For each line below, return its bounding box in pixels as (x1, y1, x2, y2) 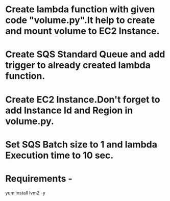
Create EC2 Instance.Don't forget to (5, 93, 160, 105)
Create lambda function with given (5, 4, 155, 15)
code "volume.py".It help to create (5, 14, 155, 26)
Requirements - (5, 172, 72, 184)
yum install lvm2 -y (5, 190, 46, 196)
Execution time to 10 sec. (5, 149, 114, 161)
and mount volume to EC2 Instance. (5, 26, 160, 37)
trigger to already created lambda (5, 60, 151, 71)
